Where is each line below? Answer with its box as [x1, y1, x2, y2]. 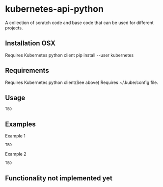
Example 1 [5, 133, 26, 139]
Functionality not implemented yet [5, 174, 113, 182]
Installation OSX [5, 39, 55, 48]
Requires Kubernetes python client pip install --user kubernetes [5, 52, 134, 58]
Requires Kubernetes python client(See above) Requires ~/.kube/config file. [5, 80, 158, 85]
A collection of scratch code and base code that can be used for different [5, 20, 154, 26]
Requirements [5, 66, 49, 75]
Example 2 [5, 151, 27, 157]
